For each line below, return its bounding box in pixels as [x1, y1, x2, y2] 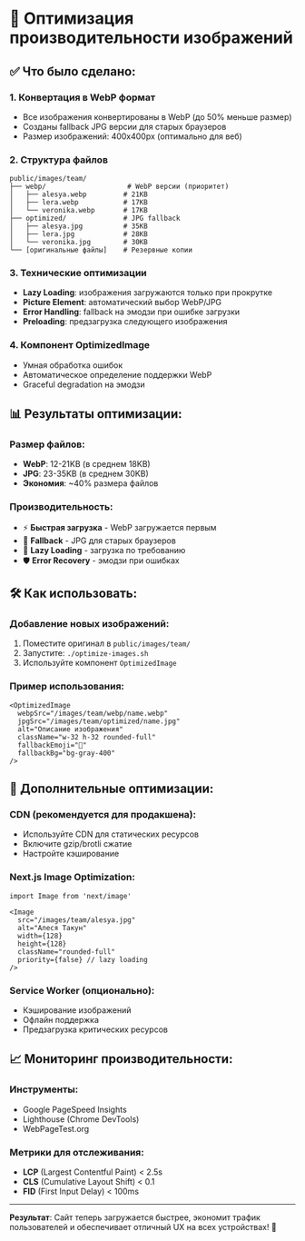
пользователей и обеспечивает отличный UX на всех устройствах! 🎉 [9, 1222, 277, 1232]
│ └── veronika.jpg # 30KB [9, 238, 148, 247]
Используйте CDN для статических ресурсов [22, 829, 200, 839]
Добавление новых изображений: [9, 618, 170, 630]
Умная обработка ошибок [22, 359, 123, 371]
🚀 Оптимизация [9, 8, 134, 29]
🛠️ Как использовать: [9, 586, 138, 601]
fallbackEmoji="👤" [17, 740, 88, 750]
